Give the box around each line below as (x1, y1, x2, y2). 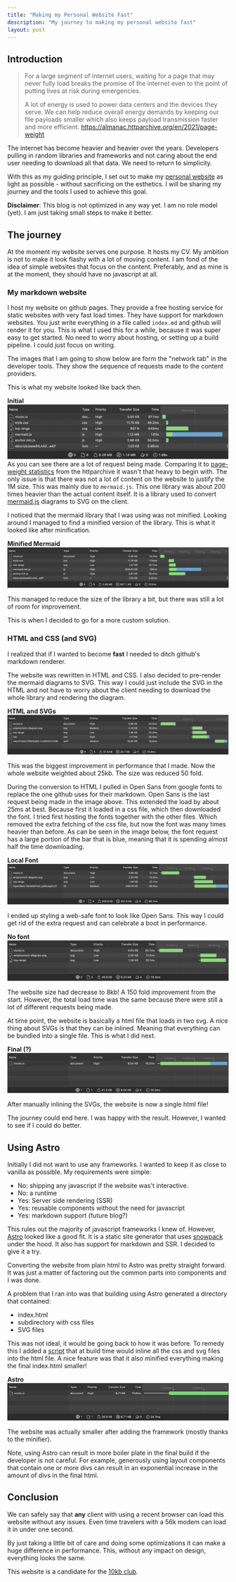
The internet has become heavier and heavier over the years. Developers (7, 144, 219, 153)
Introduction (7, 53, 63, 65)
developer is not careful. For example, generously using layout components (7, 1456, 226, 1465)
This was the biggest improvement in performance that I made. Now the (7, 762, 216, 770)
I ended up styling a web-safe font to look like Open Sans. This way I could (7, 911, 224, 919)
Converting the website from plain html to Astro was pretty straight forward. (7, 1261, 227, 1270)
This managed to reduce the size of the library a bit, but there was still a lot (7, 595, 224, 604)
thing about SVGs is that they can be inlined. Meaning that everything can (7, 1023, 221, 1032)
